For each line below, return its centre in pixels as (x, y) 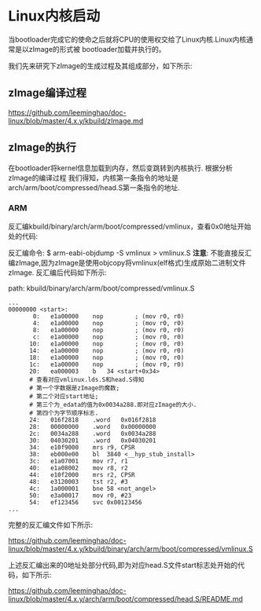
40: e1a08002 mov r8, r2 (78, 468)
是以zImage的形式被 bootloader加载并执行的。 (90, 49)
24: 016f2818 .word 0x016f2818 (92, 420)
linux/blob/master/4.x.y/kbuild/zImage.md (76, 121)
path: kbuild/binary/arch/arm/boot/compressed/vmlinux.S (101, 288)
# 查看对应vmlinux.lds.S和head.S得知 (86, 379)
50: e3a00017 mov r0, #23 (80, 496)
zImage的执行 (42, 147)
